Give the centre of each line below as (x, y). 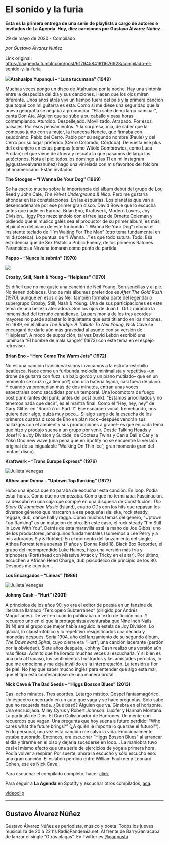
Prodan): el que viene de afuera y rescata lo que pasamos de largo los (78, 153)
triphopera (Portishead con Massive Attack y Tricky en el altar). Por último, (82, 555)
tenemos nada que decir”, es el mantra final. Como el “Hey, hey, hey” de (80, 403)
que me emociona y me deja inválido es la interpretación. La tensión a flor (82, 664)
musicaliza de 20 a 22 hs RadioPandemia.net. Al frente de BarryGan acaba (82, 831)
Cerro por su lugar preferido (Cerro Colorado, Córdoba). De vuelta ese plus (83, 142)
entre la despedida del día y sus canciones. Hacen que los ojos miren (77, 94)
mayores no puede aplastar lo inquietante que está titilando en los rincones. (84, 319)
